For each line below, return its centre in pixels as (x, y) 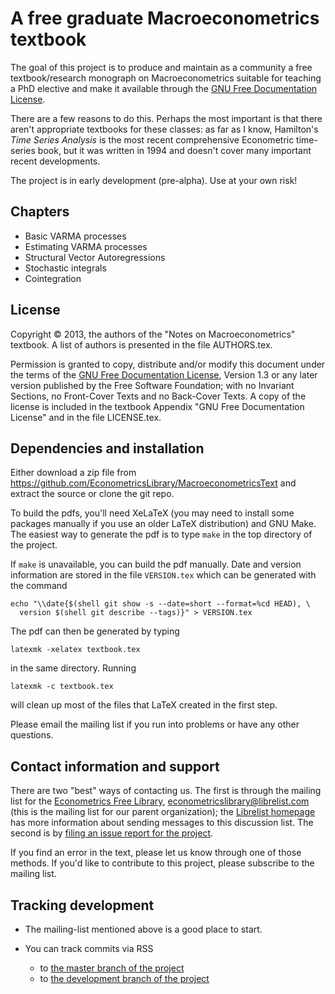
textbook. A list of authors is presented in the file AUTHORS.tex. (141, 344)
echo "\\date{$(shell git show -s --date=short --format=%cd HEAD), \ (160, 604)
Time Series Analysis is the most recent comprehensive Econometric (152, 139)
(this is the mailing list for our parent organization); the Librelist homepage (163, 812)
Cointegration (53, 278)
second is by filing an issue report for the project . (112, 833)
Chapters (40, 212)
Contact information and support (115, 766)
